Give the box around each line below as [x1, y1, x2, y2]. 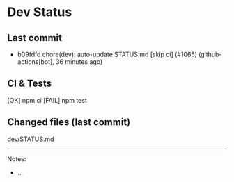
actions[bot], [17, 58, 54, 66]
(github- [198, 50, 222, 58]
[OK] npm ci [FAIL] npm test [7, 96, 87, 104]
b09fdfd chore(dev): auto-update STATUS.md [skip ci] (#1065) [17, 50, 197, 58]
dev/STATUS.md [7, 135, 54, 143]
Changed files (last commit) [7, 116, 131, 129]
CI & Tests [7, 78, 52, 90]
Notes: [7, 154, 26, 163]
